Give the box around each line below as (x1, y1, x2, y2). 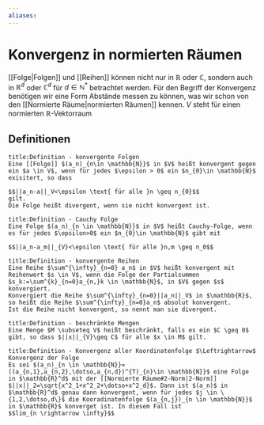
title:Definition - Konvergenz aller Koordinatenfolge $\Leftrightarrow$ (8, 347, 257, 355)
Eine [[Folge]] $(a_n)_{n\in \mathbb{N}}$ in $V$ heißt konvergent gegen (8, 160, 257, 169)
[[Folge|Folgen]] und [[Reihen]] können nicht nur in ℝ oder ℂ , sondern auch (8, 72, 253, 82)
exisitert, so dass (8, 174, 73, 182)
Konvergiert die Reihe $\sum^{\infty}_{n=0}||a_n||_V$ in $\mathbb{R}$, (8, 292, 253, 300)
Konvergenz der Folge (8, 354, 80, 362)
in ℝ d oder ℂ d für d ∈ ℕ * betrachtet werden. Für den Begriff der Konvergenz (8, 81, 257, 92)
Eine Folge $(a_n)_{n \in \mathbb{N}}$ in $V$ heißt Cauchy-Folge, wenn (8, 222, 253, 230)
